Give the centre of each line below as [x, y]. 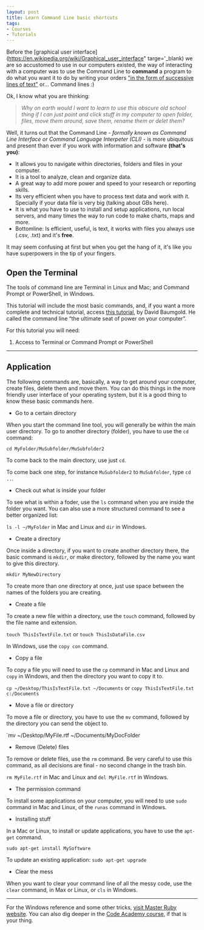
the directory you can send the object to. [57, 723]
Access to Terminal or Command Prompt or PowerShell [84, 342]
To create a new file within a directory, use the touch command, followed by [101, 616]
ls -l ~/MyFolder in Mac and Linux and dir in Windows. [76, 527]
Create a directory [38, 538]
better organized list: [32, 515]
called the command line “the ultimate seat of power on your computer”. [97, 318]
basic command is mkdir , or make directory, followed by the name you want [101, 557]
